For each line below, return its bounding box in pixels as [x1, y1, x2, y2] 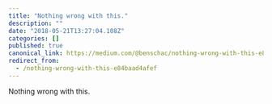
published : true [8, 42, 63, 50]
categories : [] [8, 34, 60, 43]
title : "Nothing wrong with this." [8, 11, 129, 20]
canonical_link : [8, 49, 63, 57]
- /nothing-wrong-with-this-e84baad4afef [15, 64, 158, 73]
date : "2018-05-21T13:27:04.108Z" [8, 27, 125, 35]
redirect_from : [8, 57, 60, 65]
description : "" [8, 19, 63, 27]
